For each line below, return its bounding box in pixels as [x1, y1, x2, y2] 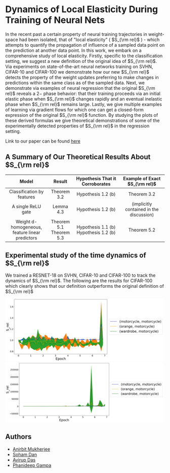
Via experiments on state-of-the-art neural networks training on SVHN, [5, 63, 153, 70]
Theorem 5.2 [128, 227, 156, 233]
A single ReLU [12, 204, 41, 210]
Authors [5, 432, 32, 441]
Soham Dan [12, 451, 37, 457]
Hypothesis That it [76, 176, 116, 182]
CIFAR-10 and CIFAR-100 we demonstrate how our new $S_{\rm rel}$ [5, 69, 150, 75]
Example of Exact [123, 176, 161, 182]
